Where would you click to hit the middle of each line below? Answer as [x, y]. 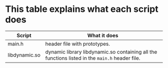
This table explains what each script [82, 9]
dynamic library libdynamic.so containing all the [101, 52]
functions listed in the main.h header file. [93, 58]
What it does [103, 35]
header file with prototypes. [78, 44]
